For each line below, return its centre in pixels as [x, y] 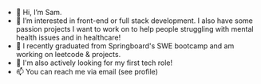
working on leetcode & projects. [68, 54]
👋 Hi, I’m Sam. [39, 12]
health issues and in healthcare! [68, 37]
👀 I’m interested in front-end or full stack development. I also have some [134, 21]
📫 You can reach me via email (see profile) [87, 72]
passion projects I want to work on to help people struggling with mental [134, 29]
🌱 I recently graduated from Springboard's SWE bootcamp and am [125, 46]
